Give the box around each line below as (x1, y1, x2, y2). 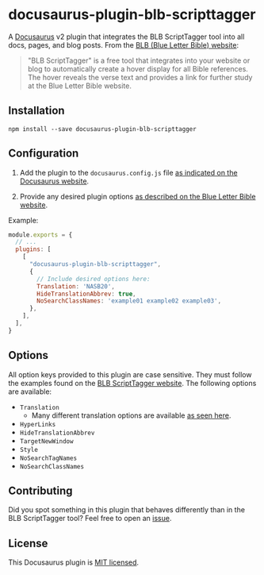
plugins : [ (15, 245, 52, 253)
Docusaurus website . (19, 176, 90, 186)
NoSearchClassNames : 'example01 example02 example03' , (36, 297, 222, 305)
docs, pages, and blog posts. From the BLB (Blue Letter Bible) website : (8, 40, 239, 49)
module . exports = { (8, 230, 73, 239)
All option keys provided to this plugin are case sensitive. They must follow (8, 369, 252, 379)
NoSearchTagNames (19, 454, 78, 462)
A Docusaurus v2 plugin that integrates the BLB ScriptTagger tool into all (8, 32, 245, 41)
